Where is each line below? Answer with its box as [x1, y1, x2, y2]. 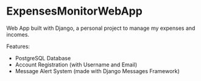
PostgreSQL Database [15, 54, 71, 62]
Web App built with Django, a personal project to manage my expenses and [6, 24, 196, 32]
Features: [6, 43, 30, 50]
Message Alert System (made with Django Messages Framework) [15, 67, 180, 74]
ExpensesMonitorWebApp [6, 4, 143, 18]
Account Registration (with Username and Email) [15, 61, 138, 68]
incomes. [6, 30, 29, 38]
